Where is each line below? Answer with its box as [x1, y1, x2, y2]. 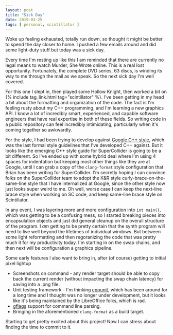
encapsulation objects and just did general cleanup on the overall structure [5, 218, 164, 224]
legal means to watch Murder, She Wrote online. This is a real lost [5, 62, 144, 68]
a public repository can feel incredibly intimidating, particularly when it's [5, 121, 159, 127]
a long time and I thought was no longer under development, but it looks [12, 292, 166, 299]
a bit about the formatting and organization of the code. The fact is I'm [5, 100, 154, 106]
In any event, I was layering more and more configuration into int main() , [5, 207, 161, 213]
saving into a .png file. [12, 281, 60, 288]
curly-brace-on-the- [122, 175, 166, 181]
